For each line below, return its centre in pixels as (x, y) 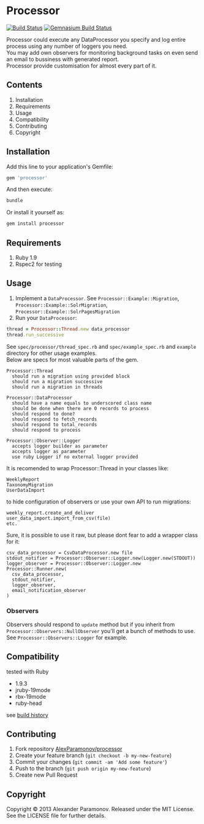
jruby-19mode (33, 690)
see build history (28, 715)
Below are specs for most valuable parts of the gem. (73, 359)
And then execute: (29, 189)
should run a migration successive (57, 381)
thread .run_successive (35, 335)
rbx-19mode (31, 696)
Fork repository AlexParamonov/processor (69, 749)
